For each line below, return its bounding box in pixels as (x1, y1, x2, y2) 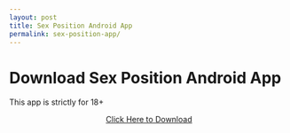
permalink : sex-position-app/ (9, 29, 121, 38)
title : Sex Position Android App (9, 21, 133, 30)
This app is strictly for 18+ (9, 97, 105, 107)
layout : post (9, 12, 58, 22)
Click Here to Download (106, 114, 192, 125)
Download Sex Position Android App (9, 67, 282, 88)
